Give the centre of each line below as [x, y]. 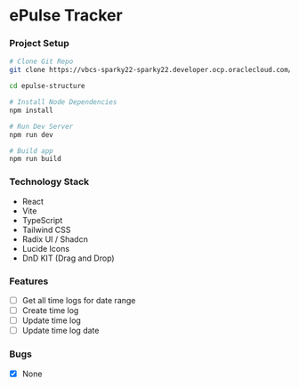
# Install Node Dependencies [63, 102]
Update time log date [61, 331]
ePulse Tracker [66, 16]
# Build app [31, 151]
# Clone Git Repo [41, 62]
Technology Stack [49, 181]
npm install [31, 110]
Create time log [50, 310]
